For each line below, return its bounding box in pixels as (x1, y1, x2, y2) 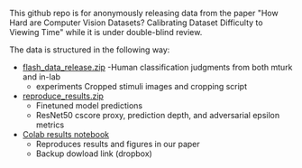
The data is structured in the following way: (9, 44, 170, 55)
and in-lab (22, 71, 61, 82)
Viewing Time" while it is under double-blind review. (9, 27, 203, 37)
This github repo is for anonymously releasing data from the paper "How (9, 8, 279, 18)
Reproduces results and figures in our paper (35, 139, 200, 149)
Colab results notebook (22, 129, 110, 139)
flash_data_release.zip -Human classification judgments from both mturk (22, 62, 293, 72)
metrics (35, 119, 65, 130)
